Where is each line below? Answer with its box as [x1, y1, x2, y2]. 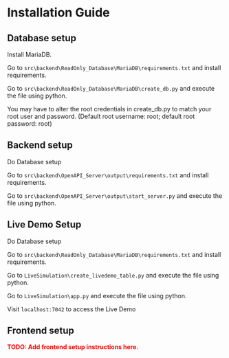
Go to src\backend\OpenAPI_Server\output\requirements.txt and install [7, 170, 209, 179]
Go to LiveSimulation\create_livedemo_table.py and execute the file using [7, 271, 219, 279]
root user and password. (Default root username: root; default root [7, 112, 195, 120]
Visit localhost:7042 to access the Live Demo [7, 304, 136, 313]
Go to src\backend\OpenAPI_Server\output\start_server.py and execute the [7, 191, 223, 200]
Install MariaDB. [7, 50, 52, 58]
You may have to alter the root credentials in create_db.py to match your [7, 105, 212, 113]
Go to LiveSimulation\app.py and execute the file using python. [7, 291, 187, 300]
